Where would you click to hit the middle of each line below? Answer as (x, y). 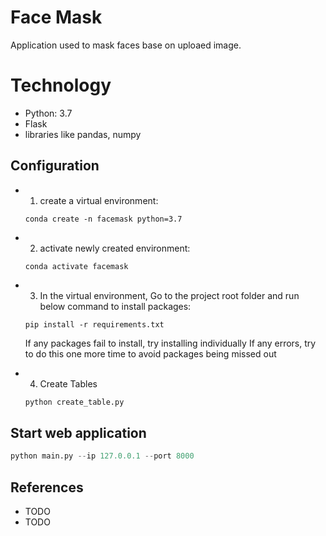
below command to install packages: (115, 306)
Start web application (78, 432)
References (47, 487)
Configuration (55, 166)
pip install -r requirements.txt (94, 324)
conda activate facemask (76, 266)
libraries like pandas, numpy (83, 134)
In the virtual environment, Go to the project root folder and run (169, 295)
